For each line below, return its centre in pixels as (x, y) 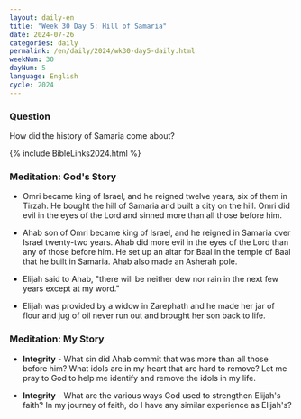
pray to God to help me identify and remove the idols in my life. (139, 378)
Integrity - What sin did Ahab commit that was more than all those (145, 359)
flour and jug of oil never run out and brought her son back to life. (144, 315)
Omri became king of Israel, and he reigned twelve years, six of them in (155, 196)
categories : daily (44, 43)
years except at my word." (71, 288)
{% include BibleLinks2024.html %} (75, 153)
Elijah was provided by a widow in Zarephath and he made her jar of (148, 306)
